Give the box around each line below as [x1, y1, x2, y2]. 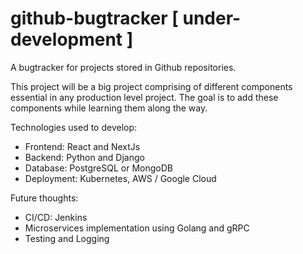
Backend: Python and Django [24, 151, 145, 163]
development [10, 28, 123, 51]
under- [182, 7, 242, 30]
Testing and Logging [24, 232, 110, 244]
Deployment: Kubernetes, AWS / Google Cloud [24, 172, 217, 184]
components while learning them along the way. [10, 102, 208, 114]
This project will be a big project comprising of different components [10, 80, 293, 92]
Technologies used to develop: [10, 121, 138, 133]
